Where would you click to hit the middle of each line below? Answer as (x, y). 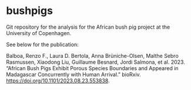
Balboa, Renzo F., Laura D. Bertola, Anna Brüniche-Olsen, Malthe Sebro (93, 56)
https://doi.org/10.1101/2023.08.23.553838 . (58, 81)
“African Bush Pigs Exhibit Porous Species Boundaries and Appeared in (92, 68)
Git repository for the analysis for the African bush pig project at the (88, 27)
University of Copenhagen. (39, 33)
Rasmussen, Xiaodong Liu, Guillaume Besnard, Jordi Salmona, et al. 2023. (95, 62)
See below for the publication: (43, 44)
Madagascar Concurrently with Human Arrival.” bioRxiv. (73, 74)
